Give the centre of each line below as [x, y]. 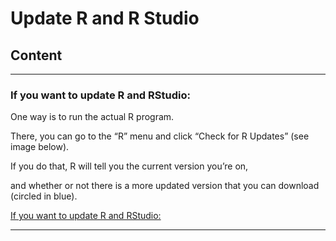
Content [36, 55]
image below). [40, 147]
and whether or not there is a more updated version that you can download [165, 186]
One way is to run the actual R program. [92, 117]
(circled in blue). [44, 196]
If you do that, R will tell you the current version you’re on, [129, 166]
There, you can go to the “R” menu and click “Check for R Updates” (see [160, 136]
